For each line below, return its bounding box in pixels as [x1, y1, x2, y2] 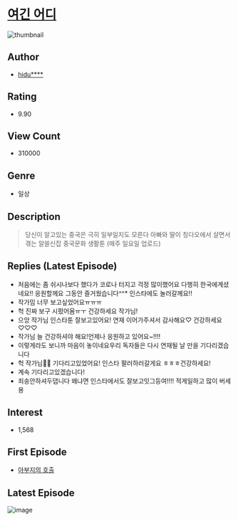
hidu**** [17, 70, 44, 78]
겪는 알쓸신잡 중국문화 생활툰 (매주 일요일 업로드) [24, 239, 162, 248]
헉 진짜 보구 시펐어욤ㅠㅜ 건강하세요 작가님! [17, 307, 138, 315]
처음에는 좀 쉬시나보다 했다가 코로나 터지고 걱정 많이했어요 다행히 [17, 280, 199, 288]
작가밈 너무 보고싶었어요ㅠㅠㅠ [17, 298, 102, 306]
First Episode [7, 446, 68, 458]
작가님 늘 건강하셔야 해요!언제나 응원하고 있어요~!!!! [17, 332, 161, 340]
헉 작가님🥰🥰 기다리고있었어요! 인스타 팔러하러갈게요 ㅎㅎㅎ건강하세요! [17, 359, 212, 367]
